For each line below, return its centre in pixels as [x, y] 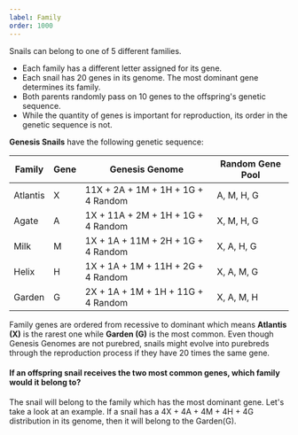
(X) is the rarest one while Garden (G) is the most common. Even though [141, 334]
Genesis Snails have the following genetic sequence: [106, 142]
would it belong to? [45, 383]
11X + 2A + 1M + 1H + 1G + [144, 190]
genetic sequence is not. [67, 124]
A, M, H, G [238, 195]
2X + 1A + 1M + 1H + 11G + [144, 291]
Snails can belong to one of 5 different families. [95, 50]
